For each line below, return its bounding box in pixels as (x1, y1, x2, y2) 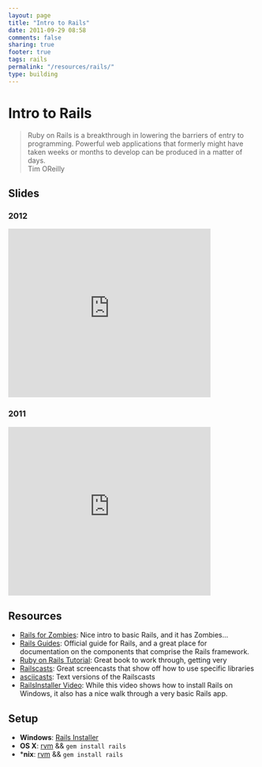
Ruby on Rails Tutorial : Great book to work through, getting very (19, 656, 227, 665)
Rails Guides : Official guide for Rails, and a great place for (19, 638, 208, 648)
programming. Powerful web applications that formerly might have (27, 139, 244, 148)
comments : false (8, 33, 62, 42)
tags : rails (8, 56, 47, 64)
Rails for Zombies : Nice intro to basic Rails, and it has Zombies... (19, 630, 229, 640)
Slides (8, 186, 39, 200)
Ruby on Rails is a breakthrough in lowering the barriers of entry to (27, 130, 245, 140)
